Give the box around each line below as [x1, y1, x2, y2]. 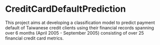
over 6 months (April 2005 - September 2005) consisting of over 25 [5, 30, 144, 36]
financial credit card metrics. [5, 35, 64, 41]
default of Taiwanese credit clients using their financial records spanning [5, 24, 154, 30]
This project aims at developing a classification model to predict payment [5, 20, 155, 25]
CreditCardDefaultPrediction [5, 3, 126, 15]
